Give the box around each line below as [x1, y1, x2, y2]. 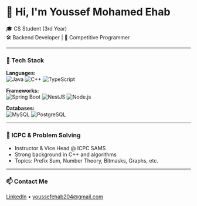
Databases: [6, 105, 35, 112]
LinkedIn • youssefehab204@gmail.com [6, 193, 104, 200]
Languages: [6, 70, 36, 77]
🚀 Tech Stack [6, 56, 45, 64]
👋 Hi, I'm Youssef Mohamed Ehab [6, 5, 171, 19]
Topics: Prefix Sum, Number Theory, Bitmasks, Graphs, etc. [14, 157, 158, 164]
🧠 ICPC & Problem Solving [6, 131, 81, 140]
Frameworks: [6, 87, 39, 94]
